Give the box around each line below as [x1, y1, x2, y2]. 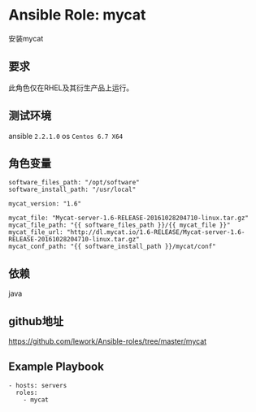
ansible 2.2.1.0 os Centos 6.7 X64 [8, 131, 124, 141]
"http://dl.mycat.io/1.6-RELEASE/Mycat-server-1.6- [66, 228, 245, 236]
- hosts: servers [8, 381, 67, 389]
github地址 [8, 314, 64, 328]
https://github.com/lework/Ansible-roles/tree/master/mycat [8, 336, 207, 346]
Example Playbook [8, 360, 104, 374]
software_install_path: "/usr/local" [8, 185, 137, 194]
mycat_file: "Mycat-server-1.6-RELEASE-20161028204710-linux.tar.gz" [8, 214, 249, 223]
